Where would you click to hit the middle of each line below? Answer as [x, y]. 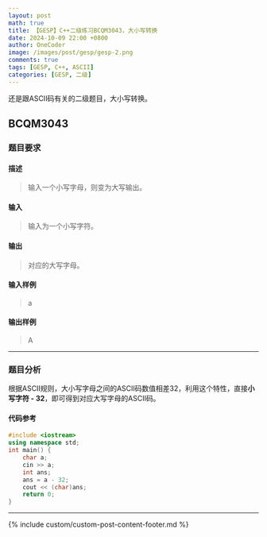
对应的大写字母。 [56, 265]
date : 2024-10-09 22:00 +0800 [58, 38]
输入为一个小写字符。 [62, 226]
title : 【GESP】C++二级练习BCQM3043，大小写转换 [83, 30]
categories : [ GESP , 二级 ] [50, 75]
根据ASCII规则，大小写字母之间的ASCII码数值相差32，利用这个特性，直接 [128, 388]
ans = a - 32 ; [46, 480]
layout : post [30, 15]
